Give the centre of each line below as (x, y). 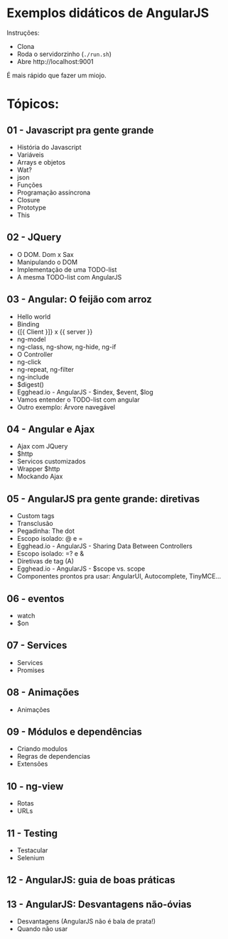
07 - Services (37, 646)
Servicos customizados (51, 461)
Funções (30, 185)
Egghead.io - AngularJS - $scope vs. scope (81, 569)
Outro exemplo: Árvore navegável (66, 407)
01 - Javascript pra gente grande (80, 130)
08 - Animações (43, 692)
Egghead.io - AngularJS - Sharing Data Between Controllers (104, 546)
